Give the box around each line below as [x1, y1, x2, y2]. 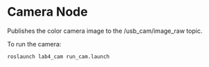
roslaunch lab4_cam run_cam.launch [7, 53, 110, 60]
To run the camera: [7, 40, 62, 48]
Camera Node [7, 4, 88, 20]
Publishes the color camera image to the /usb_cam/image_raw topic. [7, 27, 203, 35]
